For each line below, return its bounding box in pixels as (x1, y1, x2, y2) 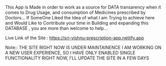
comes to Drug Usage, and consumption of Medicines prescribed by (5, 9, 146, 15)
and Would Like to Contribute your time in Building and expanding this (5, 20, 149, 26)
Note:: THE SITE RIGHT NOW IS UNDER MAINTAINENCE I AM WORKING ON (5, 45, 162, 50)
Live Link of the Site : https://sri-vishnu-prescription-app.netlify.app (5, 35, 144, 41)
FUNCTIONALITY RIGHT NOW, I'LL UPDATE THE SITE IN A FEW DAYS (5, 55, 150, 61)
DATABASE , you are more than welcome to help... (5, 25, 108, 31)
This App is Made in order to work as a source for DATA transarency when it (5, 4, 161, 10)
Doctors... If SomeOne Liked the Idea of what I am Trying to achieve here (5, 15, 155, 20)
